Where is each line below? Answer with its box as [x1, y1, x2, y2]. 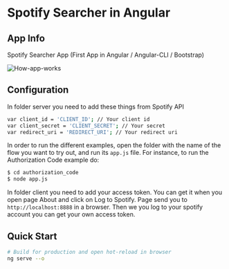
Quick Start [7, 230, 57, 242]
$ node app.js [7, 176, 48, 183]
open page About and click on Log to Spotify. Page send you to [7, 196, 188, 204]
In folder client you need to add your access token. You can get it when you [7, 188, 223, 196]
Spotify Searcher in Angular [7, 5, 171, 21]
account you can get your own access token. [7, 210, 136, 219]
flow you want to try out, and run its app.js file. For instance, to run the [7, 149, 209, 157]
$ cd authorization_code [7, 169, 79, 176]
